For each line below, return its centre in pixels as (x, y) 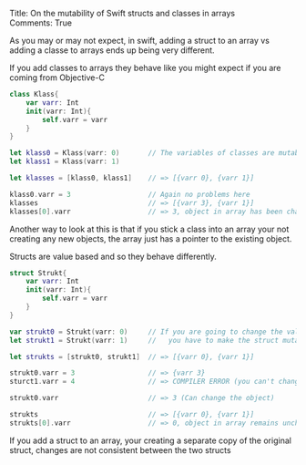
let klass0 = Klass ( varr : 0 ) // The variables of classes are (142, 153)
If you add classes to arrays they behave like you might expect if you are (145, 68)
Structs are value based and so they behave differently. (113, 256)
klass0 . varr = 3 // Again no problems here (130, 194)
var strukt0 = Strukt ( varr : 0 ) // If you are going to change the (146, 332)
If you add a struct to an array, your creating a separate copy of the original (150, 440)
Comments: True (41, 23)
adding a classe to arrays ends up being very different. (112, 50)
